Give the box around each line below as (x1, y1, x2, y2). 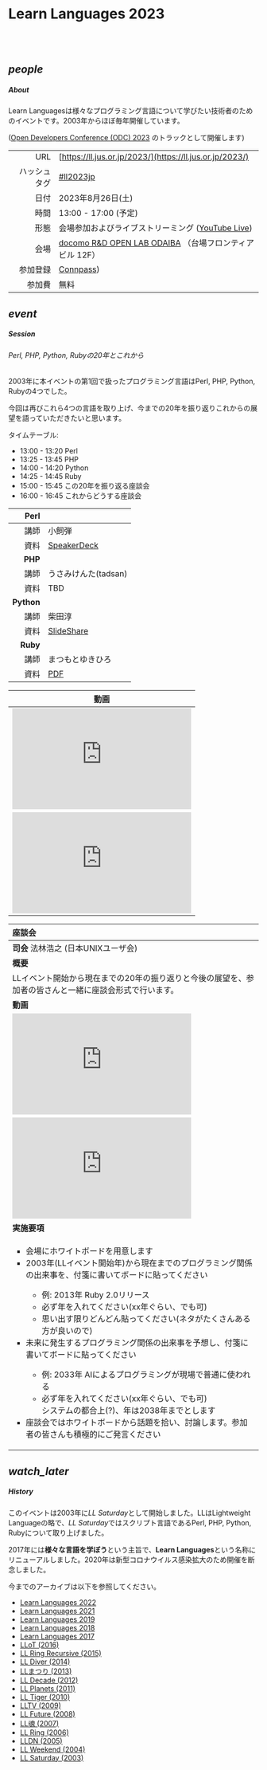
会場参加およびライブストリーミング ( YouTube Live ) (58, 222, 253, 234)
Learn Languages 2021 (19, 1606, 95, 1615)
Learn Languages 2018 (19, 1623, 95, 1632)
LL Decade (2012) (19, 1675, 79, 1685)
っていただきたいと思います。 (29, 414, 126, 423)
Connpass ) (58, 264, 100, 275)
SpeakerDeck (47, 540, 99, 551)
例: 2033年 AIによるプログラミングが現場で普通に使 (41, 1369, 236, 1380)
